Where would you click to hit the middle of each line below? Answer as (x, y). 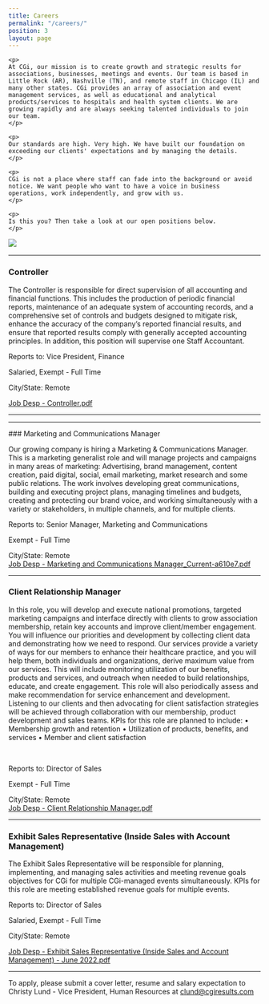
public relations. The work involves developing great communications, (124, 483)
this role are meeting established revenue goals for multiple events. (119, 889)
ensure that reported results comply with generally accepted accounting (127, 332)
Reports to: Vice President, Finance (66, 356)
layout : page (30, 38)
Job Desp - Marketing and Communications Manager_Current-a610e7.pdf (129, 564)
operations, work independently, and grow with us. (96, 193)
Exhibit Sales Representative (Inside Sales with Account (119, 836)
